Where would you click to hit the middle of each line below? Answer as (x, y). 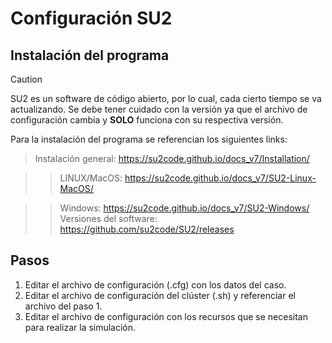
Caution (26, 79)
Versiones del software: (108, 218)
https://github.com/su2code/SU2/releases (147, 229)
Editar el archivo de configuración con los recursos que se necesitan (166, 316)
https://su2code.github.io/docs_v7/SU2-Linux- (220, 178)
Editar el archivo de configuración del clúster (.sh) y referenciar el (160, 295)
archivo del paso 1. (63, 306)
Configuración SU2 (91, 18)
